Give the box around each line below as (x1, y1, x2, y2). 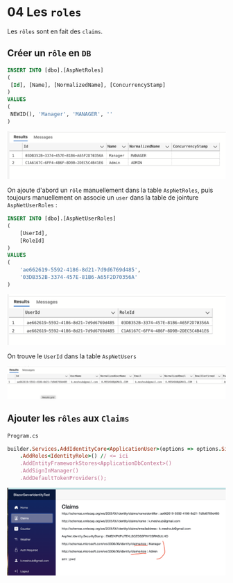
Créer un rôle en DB (7, 47, 92, 59)
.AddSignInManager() (19, 468, 79, 474)
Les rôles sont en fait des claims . (7, 27, 103, 35)
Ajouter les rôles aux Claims (7, 413, 130, 424)
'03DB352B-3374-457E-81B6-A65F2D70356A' (19, 274, 138, 281)
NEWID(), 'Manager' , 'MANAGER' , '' (10, 111, 113, 118)
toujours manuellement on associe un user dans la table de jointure (7, 193, 199, 202)
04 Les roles (7, 4, 82, 20)
